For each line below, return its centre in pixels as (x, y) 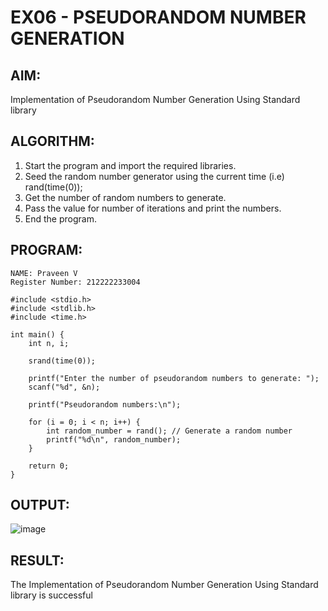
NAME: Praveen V (44, 273)
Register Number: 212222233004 (75, 282)
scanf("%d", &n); (64, 387)
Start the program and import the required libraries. (130, 165)
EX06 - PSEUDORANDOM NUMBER (158, 17)
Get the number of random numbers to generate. (125, 197)
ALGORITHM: (52, 141)
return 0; (49, 466)
